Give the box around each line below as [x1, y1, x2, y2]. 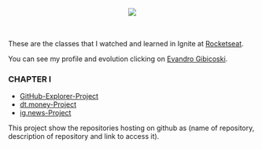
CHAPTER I [8, 74, 52, 85]
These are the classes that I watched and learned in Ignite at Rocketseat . [8, 39, 244, 48]
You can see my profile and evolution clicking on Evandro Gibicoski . [8, 54, 228, 64]
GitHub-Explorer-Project [19, 92, 99, 101]
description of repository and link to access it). [8, 132, 160, 141]
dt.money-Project [19, 100, 77, 109]
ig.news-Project [19, 108, 72, 118]
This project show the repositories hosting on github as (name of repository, [8, 123, 255, 133]
